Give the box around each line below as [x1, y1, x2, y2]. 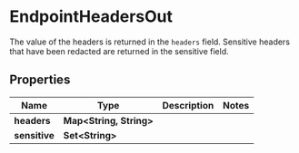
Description [162, 99, 214, 111]
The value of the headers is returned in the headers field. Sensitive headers [9, 36, 291, 47]
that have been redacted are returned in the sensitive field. [9, 45, 229, 56]
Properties [9, 72, 71, 88]
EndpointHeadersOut [9, 6, 174, 27]
